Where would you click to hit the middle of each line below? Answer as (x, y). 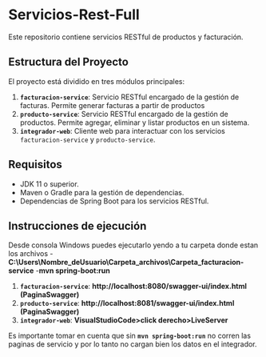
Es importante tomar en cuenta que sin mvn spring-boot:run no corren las (130, 336)
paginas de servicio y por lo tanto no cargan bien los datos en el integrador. (133, 344)
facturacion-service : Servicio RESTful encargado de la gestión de (129, 97)
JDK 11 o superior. (49, 184)
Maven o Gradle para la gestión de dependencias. (102, 192)
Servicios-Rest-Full (74, 15)
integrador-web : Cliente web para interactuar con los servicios (123, 130)
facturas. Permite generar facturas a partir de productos (112, 105)
